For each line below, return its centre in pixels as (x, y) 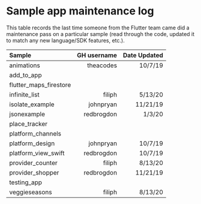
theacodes (102, 65)
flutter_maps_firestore (40, 85)
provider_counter (34, 163)
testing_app (26, 182)
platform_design (32, 143)
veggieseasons (31, 192)
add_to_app (25, 75)
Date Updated (143, 55)
